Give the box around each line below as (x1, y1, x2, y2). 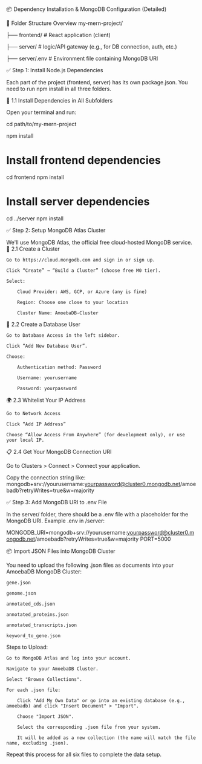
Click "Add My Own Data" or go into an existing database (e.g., (17, 697, 186, 703)
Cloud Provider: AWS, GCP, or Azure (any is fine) (17, 288, 148, 295)
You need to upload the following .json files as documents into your (6, 561, 174, 569)
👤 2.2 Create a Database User (6, 320, 80, 328)
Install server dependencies (6, 195, 150, 209)
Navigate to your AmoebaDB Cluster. (6, 666, 99, 672)
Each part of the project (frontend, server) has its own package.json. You (6, 79, 188, 86)
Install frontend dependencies (6, 154, 161, 167)
